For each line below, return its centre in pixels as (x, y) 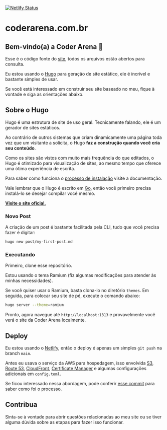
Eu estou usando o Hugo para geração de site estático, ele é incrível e (78, 74)
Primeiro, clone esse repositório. (39, 266)
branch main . (18, 353)
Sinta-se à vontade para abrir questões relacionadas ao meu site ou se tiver (83, 417)
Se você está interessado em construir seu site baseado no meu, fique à (80, 89)
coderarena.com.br (47, 28)
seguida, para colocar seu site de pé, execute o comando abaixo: (73, 296)
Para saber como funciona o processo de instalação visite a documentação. (84, 178)
